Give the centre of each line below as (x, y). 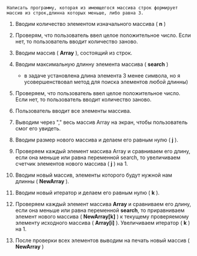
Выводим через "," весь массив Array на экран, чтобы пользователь (101, 122)
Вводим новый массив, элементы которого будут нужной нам (94, 175)
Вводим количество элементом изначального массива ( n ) (91, 24)
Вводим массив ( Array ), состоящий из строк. (74, 53)
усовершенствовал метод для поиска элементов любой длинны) (106, 82)
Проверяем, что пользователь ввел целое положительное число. (98, 93)
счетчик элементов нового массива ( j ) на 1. (71, 164)
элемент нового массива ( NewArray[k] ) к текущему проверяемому (102, 216)
